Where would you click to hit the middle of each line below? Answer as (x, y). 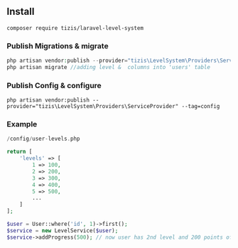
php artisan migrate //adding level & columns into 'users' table (109, 67)
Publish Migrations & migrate (58, 45)
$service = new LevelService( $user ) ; (63, 230)
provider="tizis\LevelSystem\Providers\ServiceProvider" (93, 107)
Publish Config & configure (54, 85)
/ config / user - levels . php (43, 139)
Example (22, 124)
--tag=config (201, 107)
